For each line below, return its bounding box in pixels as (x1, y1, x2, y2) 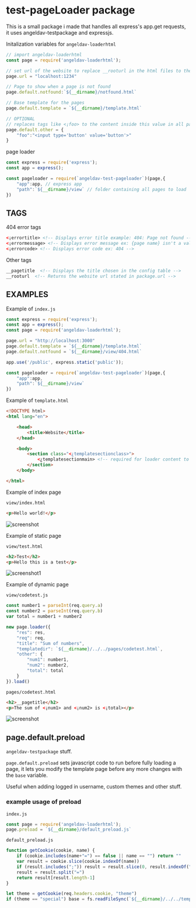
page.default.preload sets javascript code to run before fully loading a (6, 759, 176, 766)
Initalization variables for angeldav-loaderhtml (6, 40, 117, 47)
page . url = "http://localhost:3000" (6, 338, 95, 344)
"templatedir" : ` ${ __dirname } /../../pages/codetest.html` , (16, 646, 163, 652)
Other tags (6, 257, 32, 264)
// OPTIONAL (6, 115, 35, 122)
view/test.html (6, 543, 43, 549)
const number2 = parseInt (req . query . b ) (6, 608, 103, 614)
